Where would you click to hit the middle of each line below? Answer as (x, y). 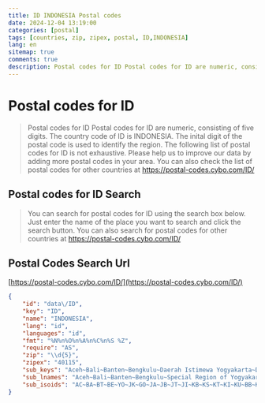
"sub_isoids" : (45, 384)
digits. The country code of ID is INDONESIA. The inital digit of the (135, 136)
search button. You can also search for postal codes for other (127, 230)
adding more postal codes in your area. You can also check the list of (140, 161)
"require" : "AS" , (51, 348)
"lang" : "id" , (45, 326)
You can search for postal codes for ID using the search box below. (136, 213)
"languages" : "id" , (54, 333)
